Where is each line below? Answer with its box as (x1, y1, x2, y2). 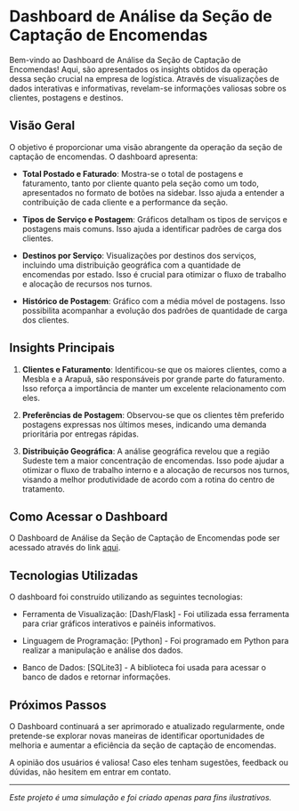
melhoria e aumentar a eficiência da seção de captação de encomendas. (9, 740, 277, 751)
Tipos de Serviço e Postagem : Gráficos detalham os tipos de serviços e (21, 213, 287, 224)
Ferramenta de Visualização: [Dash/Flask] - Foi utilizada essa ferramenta (21, 609, 290, 620)
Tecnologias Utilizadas (9, 567, 139, 583)
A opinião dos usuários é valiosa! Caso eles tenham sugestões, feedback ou (9, 758, 289, 767)
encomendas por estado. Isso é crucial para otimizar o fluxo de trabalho (21, 269, 287, 279)
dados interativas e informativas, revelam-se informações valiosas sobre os (9, 83, 287, 93)
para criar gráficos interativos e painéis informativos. (21, 618, 216, 629)
